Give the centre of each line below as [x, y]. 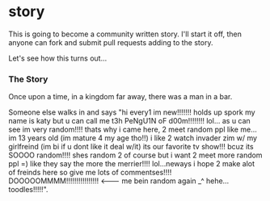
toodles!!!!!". [28, 190]
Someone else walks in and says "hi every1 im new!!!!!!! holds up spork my [132, 112]
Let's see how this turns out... [58, 58]
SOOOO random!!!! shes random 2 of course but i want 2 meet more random [135, 155]
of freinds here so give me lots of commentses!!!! [90, 173]
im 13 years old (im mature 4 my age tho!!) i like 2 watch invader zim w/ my [133, 138]
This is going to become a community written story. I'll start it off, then [125, 34]
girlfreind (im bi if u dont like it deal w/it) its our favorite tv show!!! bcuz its [131, 147]
